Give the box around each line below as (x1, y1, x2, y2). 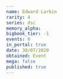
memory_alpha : (6, 25, 42, 31)
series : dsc (6, 20, 36, 26)
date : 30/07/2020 (6, 48, 49, 53)
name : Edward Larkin (6, 8, 58, 15)
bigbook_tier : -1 (6, 31, 49, 37)
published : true (6, 64, 46, 70)
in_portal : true (6, 42, 46, 48)
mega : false (6, 58, 36, 64)
